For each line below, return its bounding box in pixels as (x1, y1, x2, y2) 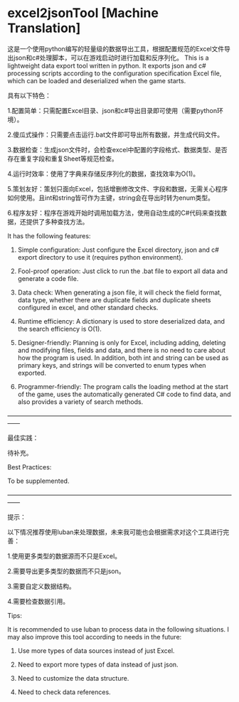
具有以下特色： (7, 91, 51, 100)
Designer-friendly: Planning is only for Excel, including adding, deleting (17, 338, 226, 346)
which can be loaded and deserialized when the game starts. (7, 76, 186, 85)
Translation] (7, 20, 81, 36)
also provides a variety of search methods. (17, 397, 144, 406)
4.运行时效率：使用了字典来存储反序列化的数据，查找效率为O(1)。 (7, 169, 200, 178)
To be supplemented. (7, 477, 70, 485)
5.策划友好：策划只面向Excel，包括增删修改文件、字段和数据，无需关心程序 (7, 184, 228, 193)
